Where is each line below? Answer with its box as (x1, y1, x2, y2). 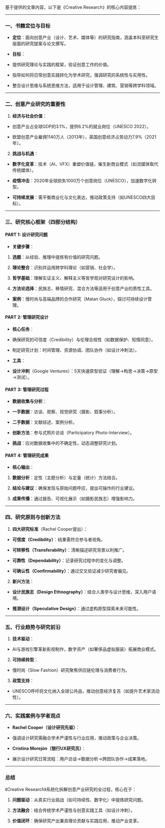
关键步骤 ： (12, 243, 34, 249)
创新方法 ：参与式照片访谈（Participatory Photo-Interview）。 (12, 430, 135, 436)
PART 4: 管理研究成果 (5, 452, 49, 458)
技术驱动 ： (12, 635, 34, 642)
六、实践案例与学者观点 (5, 712, 60, 719)
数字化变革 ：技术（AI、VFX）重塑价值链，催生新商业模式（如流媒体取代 (12, 161, 159, 167)
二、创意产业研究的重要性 (5, 101, 66, 107)
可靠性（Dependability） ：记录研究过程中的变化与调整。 (12, 557, 126, 563)
